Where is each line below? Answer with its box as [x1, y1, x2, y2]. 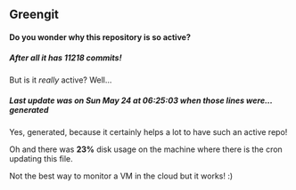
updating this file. [9, 153, 73, 163]
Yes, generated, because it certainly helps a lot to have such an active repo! [9, 126, 288, 137]
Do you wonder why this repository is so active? [9, 31, 192, 43]
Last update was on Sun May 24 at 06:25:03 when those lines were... [9, 95, 273, 106]
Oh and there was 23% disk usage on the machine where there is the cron [9, 144, 283, 154]
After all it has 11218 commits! [9, 52, 122, 63]
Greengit [9, 7, 60, 22]
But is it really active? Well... [9, 75, 112, 85]
